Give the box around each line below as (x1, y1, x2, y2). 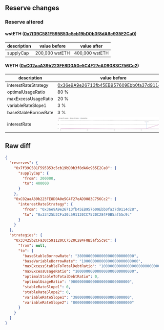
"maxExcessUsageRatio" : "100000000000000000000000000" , (22, 269, 139, 274)
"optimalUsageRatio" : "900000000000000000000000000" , (22, 279, 134, 284)
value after (80, 43, 103, 49)
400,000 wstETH (74, 50, 109, 56)
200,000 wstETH (35, 50, 70, 56)
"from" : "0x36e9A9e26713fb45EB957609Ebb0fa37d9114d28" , (22, 207, 139, 212)
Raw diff (5, 142, 31, 150)
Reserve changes (5, 4, 60, 12)
